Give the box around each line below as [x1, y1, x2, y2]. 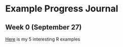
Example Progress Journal [5, 3, 118, 14]
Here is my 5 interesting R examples [5, 36, 80, 42]
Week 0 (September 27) [5, 23, 82, 31]
